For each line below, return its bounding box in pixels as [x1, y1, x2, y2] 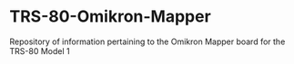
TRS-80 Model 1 [9, 45, 70, 56]
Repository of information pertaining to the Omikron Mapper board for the [9, 36, 286, 47]
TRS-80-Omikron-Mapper [9, 6, 211, 27]
